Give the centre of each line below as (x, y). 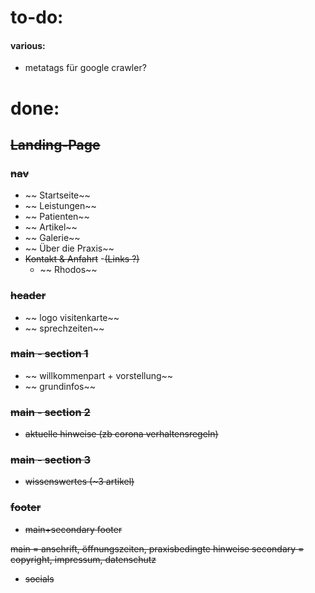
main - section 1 (49, 354)
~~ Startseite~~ (57, 195)
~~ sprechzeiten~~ (64, 328)
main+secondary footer (73, 529)
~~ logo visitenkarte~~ (72, 317)
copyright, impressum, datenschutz (83, 559)
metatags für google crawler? (85, 68)
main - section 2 (50, 412)
